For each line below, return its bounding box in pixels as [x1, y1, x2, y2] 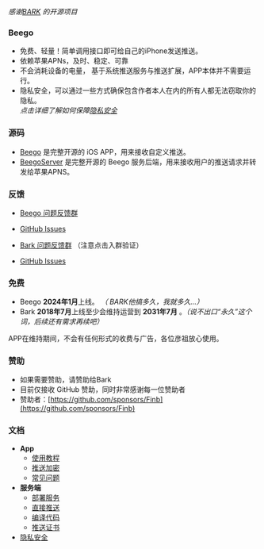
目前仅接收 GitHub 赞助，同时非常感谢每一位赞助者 [19, 385, 186, 394]
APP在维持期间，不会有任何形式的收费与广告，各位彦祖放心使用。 [8, 334, 224, 344]
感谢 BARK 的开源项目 [8, 7, 78, 16]
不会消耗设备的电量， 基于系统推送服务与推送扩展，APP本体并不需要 [19, 66, 244, 75]
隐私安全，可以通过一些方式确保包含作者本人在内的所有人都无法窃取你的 [19, 86, 256, 95]
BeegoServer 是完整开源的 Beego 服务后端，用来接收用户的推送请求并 [19, 157, 250, 167]
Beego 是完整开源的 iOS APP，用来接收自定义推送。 [19, 147, 190, 156]
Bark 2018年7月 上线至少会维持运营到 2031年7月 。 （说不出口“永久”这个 [19, 307, 252, 317]
